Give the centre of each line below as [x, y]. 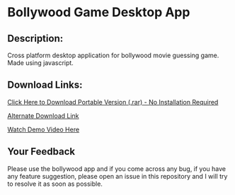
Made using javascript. [41, 63]
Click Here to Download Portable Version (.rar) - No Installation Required [113, 102]
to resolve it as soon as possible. [55, 184]
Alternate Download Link [43, 116]
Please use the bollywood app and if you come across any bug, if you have [117, 169]
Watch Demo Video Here [44, 129]
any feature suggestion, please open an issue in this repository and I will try [117, 176]
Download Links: [45, 85]
